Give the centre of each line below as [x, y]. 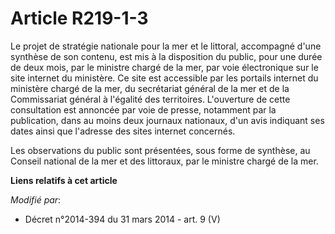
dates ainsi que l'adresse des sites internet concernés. [123, 131]
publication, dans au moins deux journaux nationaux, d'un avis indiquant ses [167, 120]
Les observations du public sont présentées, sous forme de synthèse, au [160, 150]
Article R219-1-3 [79, 18]
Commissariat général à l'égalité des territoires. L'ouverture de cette [150, 99]
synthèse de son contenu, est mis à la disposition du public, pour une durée [166, 56]
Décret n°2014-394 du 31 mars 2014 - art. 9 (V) [122, 219]
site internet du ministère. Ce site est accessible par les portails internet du [164, 78]
